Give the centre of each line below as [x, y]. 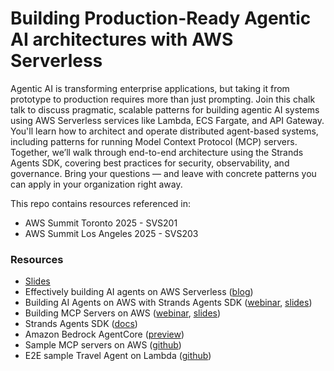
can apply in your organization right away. [96, 184]
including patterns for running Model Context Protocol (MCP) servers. [154, 141]
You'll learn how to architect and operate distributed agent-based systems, [164, 131]
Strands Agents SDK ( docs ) [81, 324]
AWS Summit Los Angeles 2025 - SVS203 [111, 233]
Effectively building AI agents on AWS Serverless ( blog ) [139, 292]
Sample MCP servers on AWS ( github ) [103, 345]
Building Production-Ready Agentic [161, 18]
